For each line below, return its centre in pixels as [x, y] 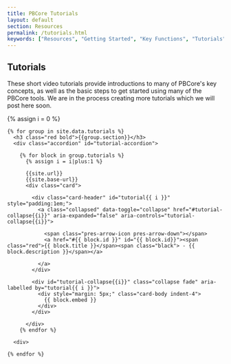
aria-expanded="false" [86, 215]
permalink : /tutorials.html [47, 33]
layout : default [30, 20]
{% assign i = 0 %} [34, 118]
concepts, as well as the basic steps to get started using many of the [104, 91]
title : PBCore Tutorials [43, 13]
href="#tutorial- [198, 210]
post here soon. [29, 105]
